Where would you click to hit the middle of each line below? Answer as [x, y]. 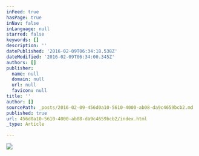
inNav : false [23, 23]
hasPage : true [24, 18]
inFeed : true [23, 12]
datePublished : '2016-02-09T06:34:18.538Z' [62, 51]
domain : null [28, 79]
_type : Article [25, 125]
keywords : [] [23, 40]
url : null [24, 85]
